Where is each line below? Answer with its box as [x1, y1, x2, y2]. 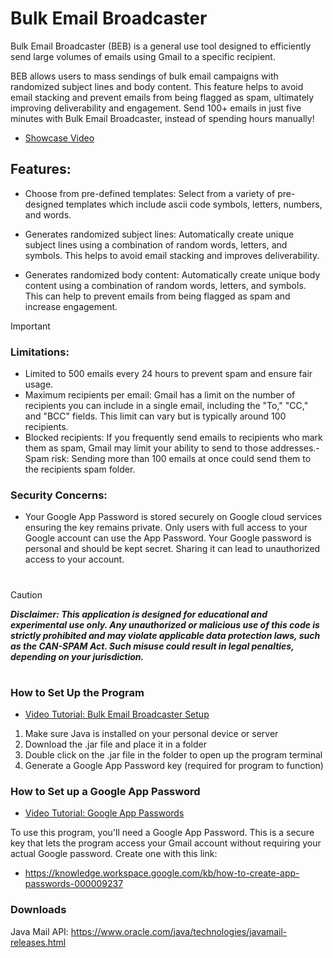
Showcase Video [24, 132, 95, 144]
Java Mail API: [10, 925, 69, 937]
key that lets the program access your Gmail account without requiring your [10, 837, 322, 849]
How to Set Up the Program [10, 685, 145, 699]
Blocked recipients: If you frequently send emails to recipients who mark [24, 432, 323, 444]
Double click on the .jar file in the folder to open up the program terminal [24, 749, 323, 761]
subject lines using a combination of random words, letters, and [24, 238, 288, 251]
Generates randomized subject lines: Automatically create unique [24, 228, 295, 240]
